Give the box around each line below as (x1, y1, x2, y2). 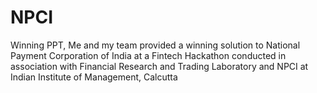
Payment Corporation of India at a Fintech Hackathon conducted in (10, 49, 287, 61)
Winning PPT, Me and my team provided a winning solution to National (10, 39, 301, 51)
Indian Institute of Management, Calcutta (10, 71, 178, 83)
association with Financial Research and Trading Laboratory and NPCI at (10, 60, 309, 72)
